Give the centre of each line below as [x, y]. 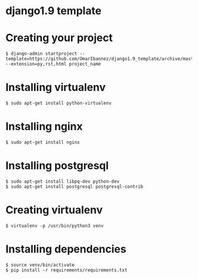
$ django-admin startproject [41, 54]
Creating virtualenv [54, 210]
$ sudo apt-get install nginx [43, 142]
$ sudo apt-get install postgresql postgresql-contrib [74, 186]
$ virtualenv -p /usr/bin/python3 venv [55, 226]
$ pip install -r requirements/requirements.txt [66, 270]
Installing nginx [44, 127]
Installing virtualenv [56, 87]
